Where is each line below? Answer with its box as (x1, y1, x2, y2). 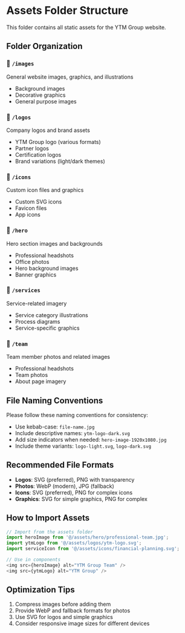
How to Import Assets (6, 513, 90, 523)
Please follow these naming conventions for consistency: (6, 411, 148, 418)
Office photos (15, 258, 50, 265)
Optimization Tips (6, 585, 75, 595)
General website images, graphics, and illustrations (6, 73, 134, 80)
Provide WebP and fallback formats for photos (15, 607, 131, 614)
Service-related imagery (6, 300, 67, 307)
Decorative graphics (15, 91, 66, 99)
